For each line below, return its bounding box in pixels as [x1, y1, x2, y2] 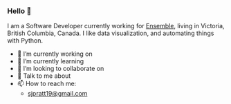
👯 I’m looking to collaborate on [17, 65, 104, 73]
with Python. [7, 37, 44, 45]
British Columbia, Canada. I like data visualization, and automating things [7, 29, 214, 37]
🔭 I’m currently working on [17, 50, 93, 58]
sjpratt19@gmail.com [27, 90, 88, 98]
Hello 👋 [7, 6, 32, 16]
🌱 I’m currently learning [17, 57, 84, 65]
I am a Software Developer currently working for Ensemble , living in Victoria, [7, 22, 225, 30]
